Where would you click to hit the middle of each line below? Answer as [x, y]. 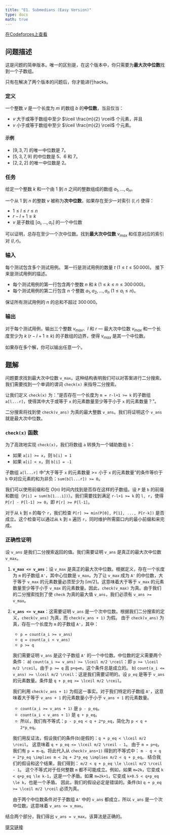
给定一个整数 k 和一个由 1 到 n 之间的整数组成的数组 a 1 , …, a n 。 [70, 189]
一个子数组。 [23, 71]
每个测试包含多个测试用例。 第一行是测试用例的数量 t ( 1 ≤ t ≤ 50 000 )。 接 [83, 267]
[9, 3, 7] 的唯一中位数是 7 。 [40, 150]
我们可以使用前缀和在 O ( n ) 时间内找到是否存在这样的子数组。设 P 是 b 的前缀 [85, 490]
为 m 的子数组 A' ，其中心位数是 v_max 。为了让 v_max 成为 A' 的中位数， [86, 575]
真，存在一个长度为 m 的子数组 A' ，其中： [56, 624]
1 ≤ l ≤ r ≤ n [25, 211]
